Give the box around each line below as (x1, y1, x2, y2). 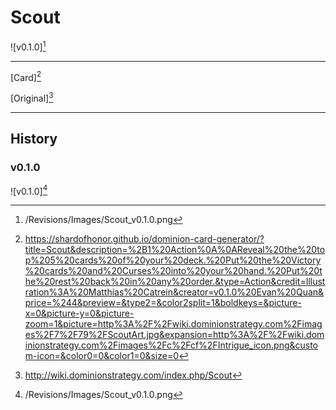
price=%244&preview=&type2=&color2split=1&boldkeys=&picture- (24, 297, 302, 309)
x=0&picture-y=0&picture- (24, 307, 135, 320)
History (10, 131, 58, 148)
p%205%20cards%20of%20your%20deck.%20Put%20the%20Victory (24, 254, 322, 266)
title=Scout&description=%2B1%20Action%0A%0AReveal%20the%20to (24, 244, 326, 256)
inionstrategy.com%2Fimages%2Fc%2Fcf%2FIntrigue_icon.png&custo (24, 339, 319, 351)
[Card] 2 (10, 69, 42, 83)
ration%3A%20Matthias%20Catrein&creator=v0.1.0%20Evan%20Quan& (24, 286, 325, 298)
